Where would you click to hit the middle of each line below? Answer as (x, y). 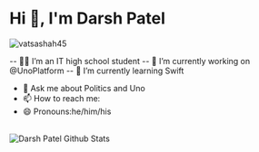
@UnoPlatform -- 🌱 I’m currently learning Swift (97, 71)
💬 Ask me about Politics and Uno (84, 88)
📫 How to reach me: (61, 98)
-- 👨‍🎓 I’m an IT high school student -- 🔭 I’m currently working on (130, 61)
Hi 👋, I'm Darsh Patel (88, 19)
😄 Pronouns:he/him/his (67, 111)
